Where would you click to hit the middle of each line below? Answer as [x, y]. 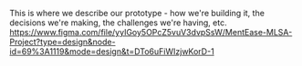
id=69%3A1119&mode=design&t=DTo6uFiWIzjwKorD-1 [112, 52]
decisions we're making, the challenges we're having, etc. [118, 23]
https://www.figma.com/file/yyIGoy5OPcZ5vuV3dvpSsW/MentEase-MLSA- [151, 32]
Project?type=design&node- [62, 42]
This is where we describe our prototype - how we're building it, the [137, 13]
